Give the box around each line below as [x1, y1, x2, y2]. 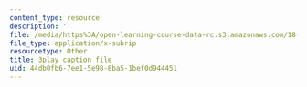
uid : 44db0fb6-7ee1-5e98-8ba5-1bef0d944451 [9, 64, 178, 73]
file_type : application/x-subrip [9, 38, 137, 48]
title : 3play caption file [9, 55, 112, 64]
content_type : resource [9, 13, 101, 23]
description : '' [9, 22, 71, 31]
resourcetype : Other [9, 47, 89, 56]
